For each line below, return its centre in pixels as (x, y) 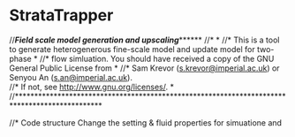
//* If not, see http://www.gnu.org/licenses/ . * (92, 87)
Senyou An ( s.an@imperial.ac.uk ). (71, 77)
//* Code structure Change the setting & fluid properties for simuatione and (146, 122)
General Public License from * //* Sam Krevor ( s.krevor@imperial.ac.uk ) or (144, 68)
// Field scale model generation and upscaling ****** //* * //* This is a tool (144, 40)
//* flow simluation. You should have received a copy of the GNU (157, 58)
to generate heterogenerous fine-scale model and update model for (132, 49)
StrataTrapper (61, 15)
